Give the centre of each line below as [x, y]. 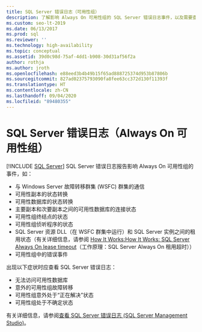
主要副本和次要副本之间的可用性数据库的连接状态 [75, 209]
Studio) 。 [18, 322]
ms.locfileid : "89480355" [38, 101]
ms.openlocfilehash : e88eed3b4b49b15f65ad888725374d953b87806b [87, 74]
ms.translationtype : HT [36, 85]
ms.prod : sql [23, 34]
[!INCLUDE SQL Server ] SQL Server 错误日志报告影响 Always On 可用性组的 [100, 166]
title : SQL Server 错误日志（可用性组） [53, 12]
